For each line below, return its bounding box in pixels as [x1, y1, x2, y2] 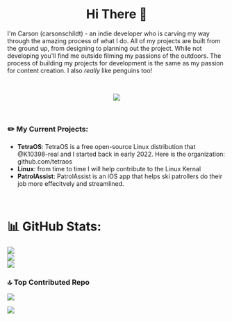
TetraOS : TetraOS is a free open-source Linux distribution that [17, 143, 196, 151]
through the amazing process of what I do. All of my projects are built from [7, 36, 221, 45]
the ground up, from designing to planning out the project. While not [7, 44, 203, 52]
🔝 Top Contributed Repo [7, 278, 90, 288]
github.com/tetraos [17, 157, 73, 166]
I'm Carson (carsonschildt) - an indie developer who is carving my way [7, 29, 210, 38]
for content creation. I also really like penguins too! [7, 66, 153, 75]
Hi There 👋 [85, 6, 148, 22]
